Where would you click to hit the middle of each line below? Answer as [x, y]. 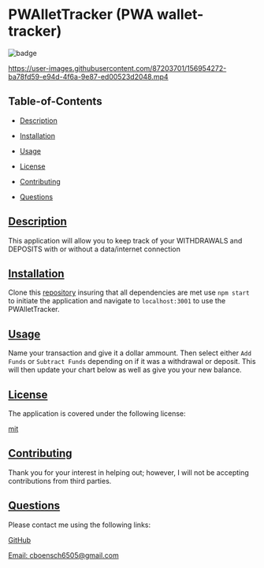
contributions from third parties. [60, 481]
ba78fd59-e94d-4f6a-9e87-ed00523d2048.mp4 [88, 76]
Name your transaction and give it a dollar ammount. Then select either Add [130, 353]
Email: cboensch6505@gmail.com [64, 555]
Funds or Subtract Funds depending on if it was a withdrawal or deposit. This [132, 362]
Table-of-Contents [55, 101]
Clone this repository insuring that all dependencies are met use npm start [129, 292]
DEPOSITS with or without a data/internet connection [95, 249]
